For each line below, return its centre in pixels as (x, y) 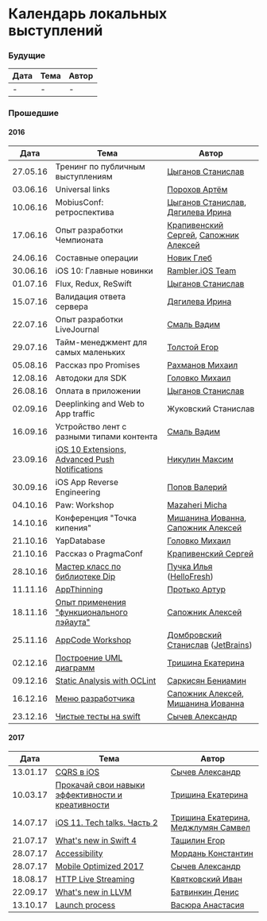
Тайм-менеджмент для (101, 342)
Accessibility (79, 853)
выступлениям (84, 176)
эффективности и (89, 795)
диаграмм (75, 668)
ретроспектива (85, 212)
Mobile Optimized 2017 (100, 866)
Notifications (79, 469)
